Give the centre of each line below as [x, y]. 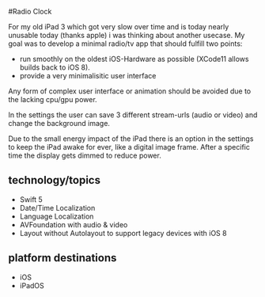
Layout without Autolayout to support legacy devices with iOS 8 [123, 233]
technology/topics [55, 180]
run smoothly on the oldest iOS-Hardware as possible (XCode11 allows [134, 59]
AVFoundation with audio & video [74, 224]
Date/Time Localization [57, 208]
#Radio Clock [30, 11]
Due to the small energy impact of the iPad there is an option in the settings [131, 139]
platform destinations [62, 258]
